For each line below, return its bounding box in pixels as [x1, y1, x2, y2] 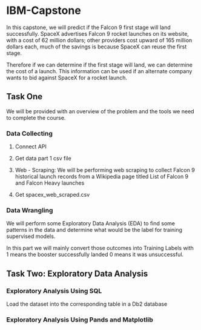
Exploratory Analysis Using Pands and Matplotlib [6, 315, 153, 324]
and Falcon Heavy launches [15, 179, 85, 186]
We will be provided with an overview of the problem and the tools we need [6, 107, 195, 115]
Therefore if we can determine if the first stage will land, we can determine [6, 61, 193, 68]
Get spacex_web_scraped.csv [15, 191, 90, 199]
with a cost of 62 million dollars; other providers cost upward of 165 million [6, 36, 193, 44]
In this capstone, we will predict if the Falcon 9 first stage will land [6, 24, 171, 31]
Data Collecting [6, 129, 53, 137]
